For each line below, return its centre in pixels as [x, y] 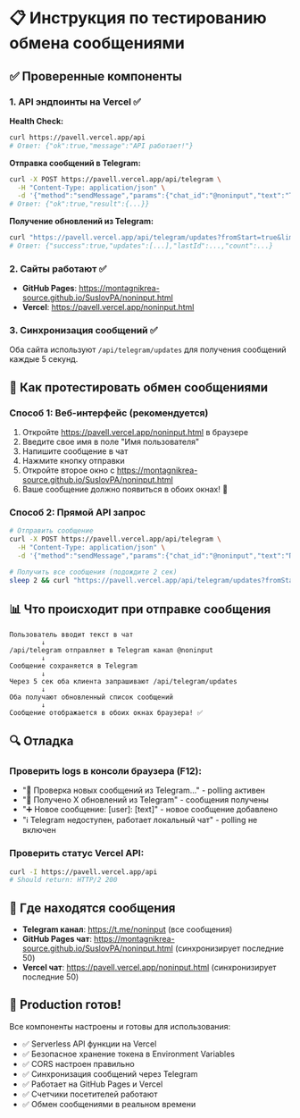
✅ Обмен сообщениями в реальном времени [109, 1104]
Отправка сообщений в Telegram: [75, 163]
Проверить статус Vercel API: [77, 853]
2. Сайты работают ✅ [58, 268]
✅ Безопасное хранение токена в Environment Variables [128, 1054]
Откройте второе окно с [68, 470]
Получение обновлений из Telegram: [82, 222]
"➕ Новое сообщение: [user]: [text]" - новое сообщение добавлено [150, 810]
